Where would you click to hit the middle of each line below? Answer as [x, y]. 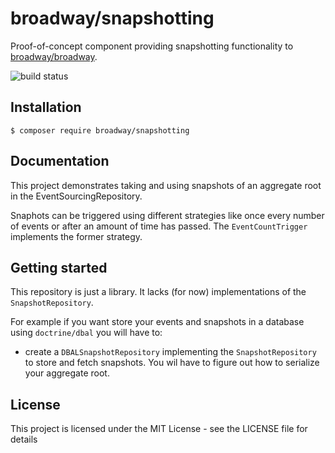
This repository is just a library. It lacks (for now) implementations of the [158, 292]
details [24, 439]
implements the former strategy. [76, 236]
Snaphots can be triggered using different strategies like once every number [167, 215]
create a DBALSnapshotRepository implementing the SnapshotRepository [170, 352]
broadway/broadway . [54, 56]
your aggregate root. [67, 373]
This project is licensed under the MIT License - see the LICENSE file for [159, 429]
